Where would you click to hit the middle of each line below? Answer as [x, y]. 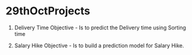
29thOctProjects [48, 11]
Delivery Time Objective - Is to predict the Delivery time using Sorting [100, 27]
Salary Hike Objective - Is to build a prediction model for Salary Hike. [99, 45]
